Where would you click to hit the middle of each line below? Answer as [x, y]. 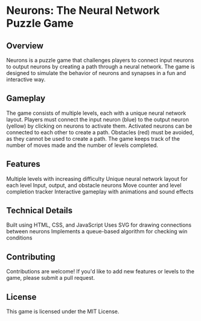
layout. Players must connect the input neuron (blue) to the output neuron [97, 119]
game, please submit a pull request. [51, 278]
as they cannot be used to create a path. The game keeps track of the [93, 138]
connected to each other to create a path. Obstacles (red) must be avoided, [100, 132]
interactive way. [26, 79]
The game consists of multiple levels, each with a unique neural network [96, 113]
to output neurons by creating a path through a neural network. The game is [101, 66]
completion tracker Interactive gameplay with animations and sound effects [100, 192]
